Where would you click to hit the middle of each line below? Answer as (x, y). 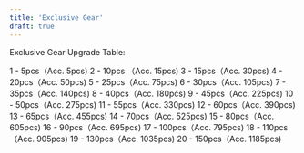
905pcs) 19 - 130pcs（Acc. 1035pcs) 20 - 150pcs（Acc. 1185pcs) (159, 139)
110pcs (275, 127)
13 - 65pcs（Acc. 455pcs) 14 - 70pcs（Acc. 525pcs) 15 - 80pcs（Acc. (142, 116)
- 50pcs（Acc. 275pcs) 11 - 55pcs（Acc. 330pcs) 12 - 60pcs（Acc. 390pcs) (152, 104)
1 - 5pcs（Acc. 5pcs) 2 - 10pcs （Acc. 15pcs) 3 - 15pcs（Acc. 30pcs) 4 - (146, 71)
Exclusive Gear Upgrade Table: (67, 52)
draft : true (32, 26)
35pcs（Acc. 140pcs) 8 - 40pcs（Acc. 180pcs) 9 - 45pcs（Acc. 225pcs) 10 (152, 93)
